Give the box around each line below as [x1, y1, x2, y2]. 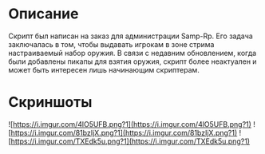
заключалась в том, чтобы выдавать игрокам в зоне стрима [8, 39, 215, 49]
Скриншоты [8, 93, 93, 112]
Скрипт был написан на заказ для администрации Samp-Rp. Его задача [8, 31, 253, 41]
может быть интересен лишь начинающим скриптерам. [8, 65, 200, 74]
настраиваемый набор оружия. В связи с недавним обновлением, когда [8, 48, 257, 57]
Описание [8, 5, 79, 23]
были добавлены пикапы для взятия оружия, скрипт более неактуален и [8, 57, 257, 66]
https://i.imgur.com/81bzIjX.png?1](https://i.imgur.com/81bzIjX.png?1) [10, 128, 238, 137]
